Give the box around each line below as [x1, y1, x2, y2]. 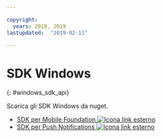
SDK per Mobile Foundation [16, 116, 96, 124]
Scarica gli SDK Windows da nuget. [6, 102, 109, 110]
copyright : [6, 16, 38, 23]
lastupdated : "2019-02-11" [6, 29, 88, 36]
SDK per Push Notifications [16, 123, 95, 131]
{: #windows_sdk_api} [6, 89, 70, 97]
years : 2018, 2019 [13, 22, 67, 30]
